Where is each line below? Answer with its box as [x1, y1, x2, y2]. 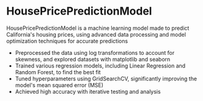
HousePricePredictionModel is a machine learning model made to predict [6, 24, 190, 32]
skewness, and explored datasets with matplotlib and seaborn [15, 55, 171, 63]
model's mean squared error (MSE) [15, 81, 104, 89]
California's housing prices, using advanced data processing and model [6, 30, 187, 38]
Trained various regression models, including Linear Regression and [15, 62, 186, 69]
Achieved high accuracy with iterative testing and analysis [15, 88, 161, 95]
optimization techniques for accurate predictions [6, 37, 128, 44]
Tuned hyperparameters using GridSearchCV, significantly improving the [15, 75, 198, 82]
